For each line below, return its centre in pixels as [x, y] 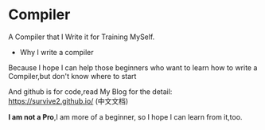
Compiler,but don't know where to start [72, 76]
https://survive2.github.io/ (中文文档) [68, 100]
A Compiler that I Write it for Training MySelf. [82, 37]
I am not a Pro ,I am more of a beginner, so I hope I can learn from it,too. [125, 116]
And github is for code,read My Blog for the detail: [90, 91]
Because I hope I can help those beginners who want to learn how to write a [133, 67]
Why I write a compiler [57, 52]
